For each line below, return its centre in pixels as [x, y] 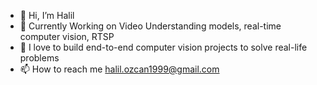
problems [39, 58]
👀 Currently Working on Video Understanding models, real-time [150, 26]
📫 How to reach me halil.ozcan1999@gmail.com [119, 69]
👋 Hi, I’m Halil [47, 15]
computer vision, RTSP [67, 36]
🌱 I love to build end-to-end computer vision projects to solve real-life [163, 47]
